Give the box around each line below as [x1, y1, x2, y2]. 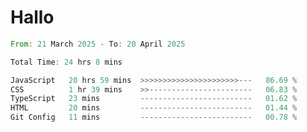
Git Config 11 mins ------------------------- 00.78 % [10, 112, 298, 123]
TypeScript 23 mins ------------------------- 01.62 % [10, 94, 298, 104]
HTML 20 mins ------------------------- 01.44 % [10, 103, 298, 113]
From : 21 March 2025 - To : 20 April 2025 [10, 39, 186, 49]
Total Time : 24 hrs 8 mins [10, 57, 123, 67]
